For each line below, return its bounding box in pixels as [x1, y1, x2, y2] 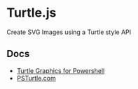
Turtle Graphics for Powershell [16, 66, 105, 74]
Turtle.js [6, 5, 57, 21]
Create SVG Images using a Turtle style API [6, 28, 132, 36]
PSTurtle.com [16, 74, 57, 82]
